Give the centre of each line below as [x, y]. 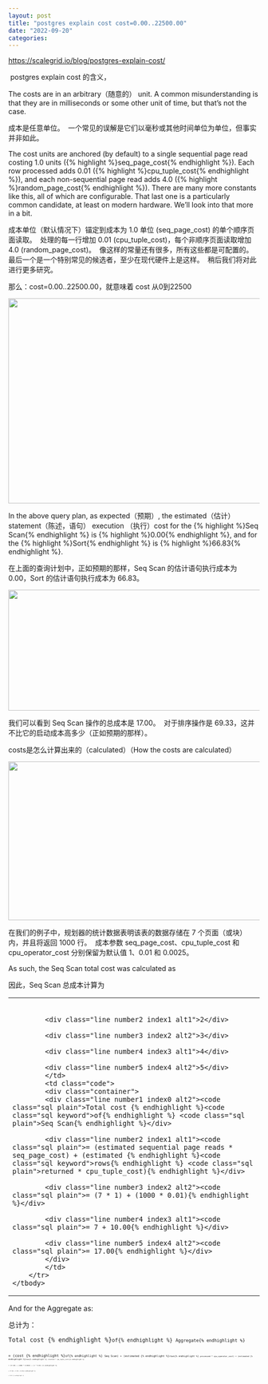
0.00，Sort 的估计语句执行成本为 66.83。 [76, 578]
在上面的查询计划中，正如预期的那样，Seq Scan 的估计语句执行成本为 [123, 569]
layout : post [30, 16]
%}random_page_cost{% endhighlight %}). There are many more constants [132, 188]
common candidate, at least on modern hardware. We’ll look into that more [131, 205]
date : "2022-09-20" [41, 30]
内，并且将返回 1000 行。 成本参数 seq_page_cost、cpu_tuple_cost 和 [124, 942]
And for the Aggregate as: [51, 1309]
